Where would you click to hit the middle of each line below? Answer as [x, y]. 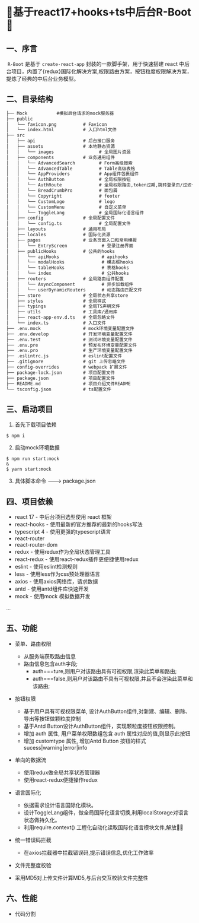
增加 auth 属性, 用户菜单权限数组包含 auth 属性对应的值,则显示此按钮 [107, 733]
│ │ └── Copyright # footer [63, 196]
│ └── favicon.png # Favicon [57, 124]
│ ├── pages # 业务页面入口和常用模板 [72, 240]
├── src [16, 135]
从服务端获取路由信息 [49, 656]
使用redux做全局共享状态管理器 [62, 772]
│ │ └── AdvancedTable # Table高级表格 [71, 169]
